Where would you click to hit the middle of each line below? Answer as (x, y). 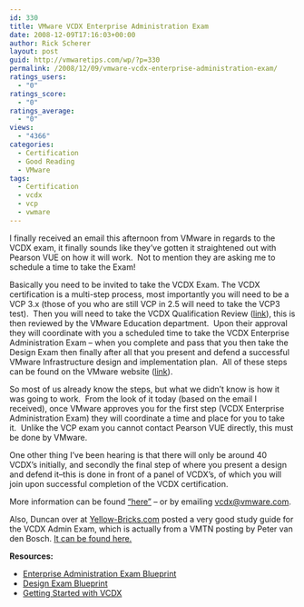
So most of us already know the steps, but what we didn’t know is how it (144, 389)
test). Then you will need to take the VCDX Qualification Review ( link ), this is (152, 313)
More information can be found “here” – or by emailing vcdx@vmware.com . (151, 502)
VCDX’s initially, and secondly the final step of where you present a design (148, 464)
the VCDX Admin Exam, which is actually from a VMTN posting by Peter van (151, 529)
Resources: (31, 556)
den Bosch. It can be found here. (71, 538)
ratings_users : (38, 77)
